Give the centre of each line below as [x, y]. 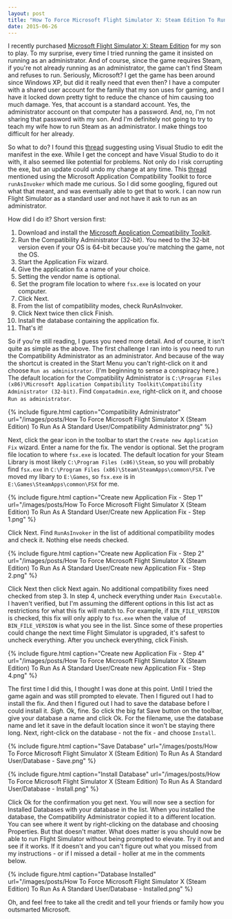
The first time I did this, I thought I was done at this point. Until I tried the [110, 689]
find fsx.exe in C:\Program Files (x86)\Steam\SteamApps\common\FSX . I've [112, 469]
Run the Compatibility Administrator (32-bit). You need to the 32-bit [114, 240]
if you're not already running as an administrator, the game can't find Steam [115, 68]
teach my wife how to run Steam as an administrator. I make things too [107, 127]
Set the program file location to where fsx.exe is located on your [109, 284]
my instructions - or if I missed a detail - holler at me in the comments [106, 853]
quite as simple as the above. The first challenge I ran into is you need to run [116, 348]
